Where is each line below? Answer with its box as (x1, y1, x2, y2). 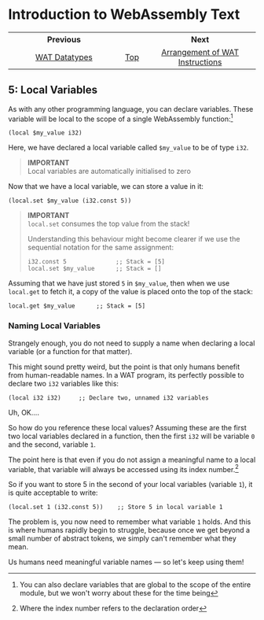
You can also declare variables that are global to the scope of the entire (19, 580, 251, 589)
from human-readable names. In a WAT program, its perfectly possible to (8, 370, 245, 379)
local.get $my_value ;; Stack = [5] (8, 302, 146, 310)
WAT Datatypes (35, 51, 93, 62)
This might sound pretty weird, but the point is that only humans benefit (8, 362, 240, 371)
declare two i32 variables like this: (8, 378, 119, 388)
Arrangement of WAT (160, 46, 240, 57)
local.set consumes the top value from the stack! (27, 219, 190, 229)
